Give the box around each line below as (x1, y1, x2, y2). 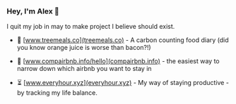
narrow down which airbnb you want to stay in (16, 65, 153, 73)
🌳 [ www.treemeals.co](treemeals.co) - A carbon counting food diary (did (16, 36, 229, 44)
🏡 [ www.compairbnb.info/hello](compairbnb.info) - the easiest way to (16, 57, 220, 65)
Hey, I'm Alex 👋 (6, 6, 59, 16)
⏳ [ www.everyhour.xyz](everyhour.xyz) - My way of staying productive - (16, 79, 229, 87)
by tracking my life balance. (16, 89, 98, 97)
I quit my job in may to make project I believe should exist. (6, 22, 175, 31)
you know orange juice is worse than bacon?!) (16, 44, 151, 52)
